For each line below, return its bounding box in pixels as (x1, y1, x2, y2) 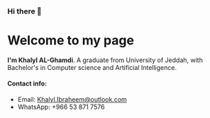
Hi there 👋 (7, 6, 43, 16)
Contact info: (7, 79, 48, 88)
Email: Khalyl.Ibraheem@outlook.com (17, 95, 128, 104)
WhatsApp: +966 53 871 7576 (17, 102, 105, 112)
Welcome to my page (7, 33, 135, 49)
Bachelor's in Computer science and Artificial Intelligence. (7, 63, 177, 71)
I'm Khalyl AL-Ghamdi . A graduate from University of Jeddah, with (7, 56, 204, 64)
